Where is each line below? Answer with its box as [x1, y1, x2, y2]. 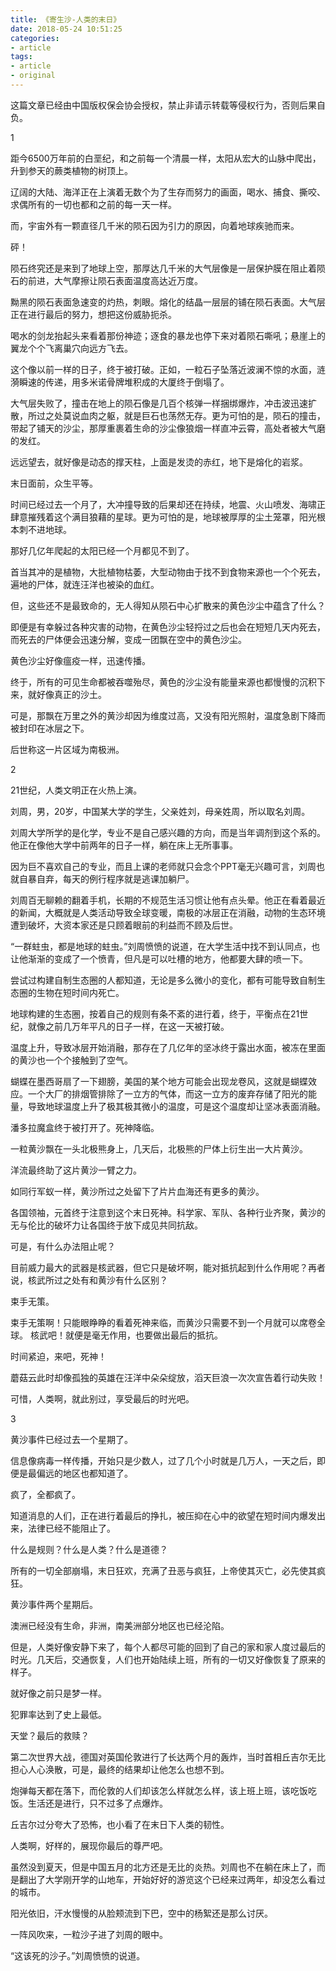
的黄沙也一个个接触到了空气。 [10, 1054, 133, 1066]
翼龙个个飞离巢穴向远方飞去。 [10, 342, 133, 354]
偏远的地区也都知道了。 [36, 1467, 133, 1479]
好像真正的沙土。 [36, 688, 107, 700]
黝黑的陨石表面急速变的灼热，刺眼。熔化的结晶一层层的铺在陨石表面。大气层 [10, 296, 326, 308]
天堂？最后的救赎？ [10, 1729, 90, 1741]
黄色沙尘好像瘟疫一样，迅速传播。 [10, 654, 151, 666]
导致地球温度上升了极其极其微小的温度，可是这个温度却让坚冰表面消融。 [27, 1100, 326, 1112]
